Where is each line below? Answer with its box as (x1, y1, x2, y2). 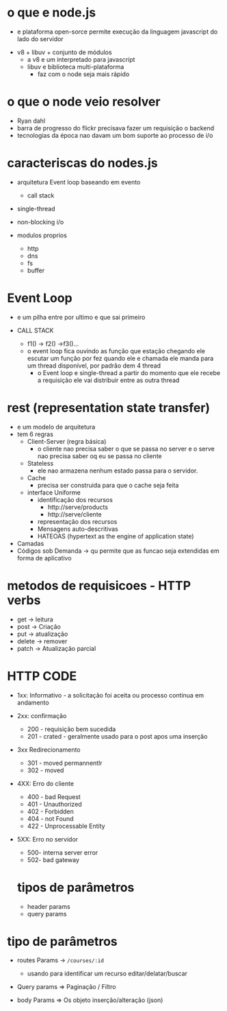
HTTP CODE (7, 668, 77, 684)
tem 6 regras (16, 430, 53, 438)
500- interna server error (27, 848, 98, 857)
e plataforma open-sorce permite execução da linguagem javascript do (16, 27, 218, 36)
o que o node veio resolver (7, 94, 161, 110)
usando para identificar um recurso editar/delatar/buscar (27, 969, 188, 978)
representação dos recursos (37, 517, 118, 525)
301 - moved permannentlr (27, 759, 103, 767)
